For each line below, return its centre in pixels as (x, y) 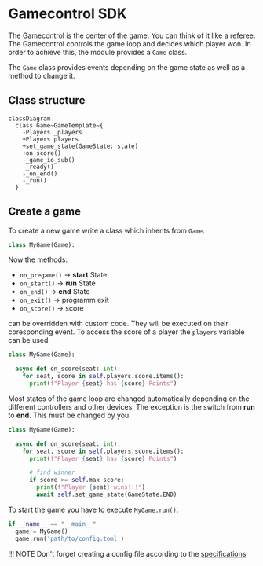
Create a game (44, 212)
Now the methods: (38, 259)
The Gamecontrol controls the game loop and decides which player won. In (130, 43)
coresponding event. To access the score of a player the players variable (126, 332)
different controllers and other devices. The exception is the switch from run (131, 406)
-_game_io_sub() (49, 160)
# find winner (52, 472)
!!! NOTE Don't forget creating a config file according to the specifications (127, 553)
